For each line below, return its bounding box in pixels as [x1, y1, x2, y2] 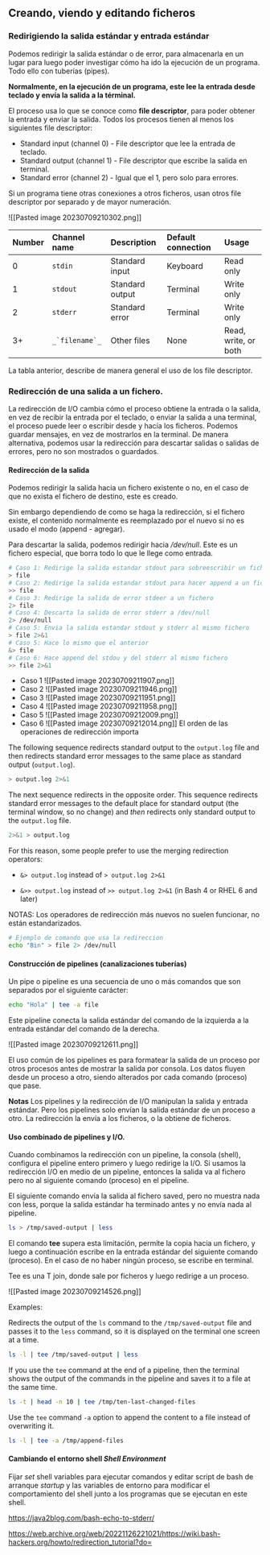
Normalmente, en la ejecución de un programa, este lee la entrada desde [8, 81, 256, 91]
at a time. [8, 1335, 39, 1345]
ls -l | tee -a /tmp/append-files [8, 1437, 125, 1445]
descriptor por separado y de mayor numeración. [8, 196, 171, 206]
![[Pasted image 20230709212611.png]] [8, 1040, 139, 1049]
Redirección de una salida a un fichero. [8, 386, 163, 397]
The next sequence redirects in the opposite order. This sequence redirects [8, 790, 259, 800]
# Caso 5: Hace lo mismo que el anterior [8, 639, 149, 647]
